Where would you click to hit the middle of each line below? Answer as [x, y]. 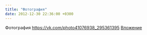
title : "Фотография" [26, 9]
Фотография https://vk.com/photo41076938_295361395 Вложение [74, 27]
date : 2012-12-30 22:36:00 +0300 [39, 14]
